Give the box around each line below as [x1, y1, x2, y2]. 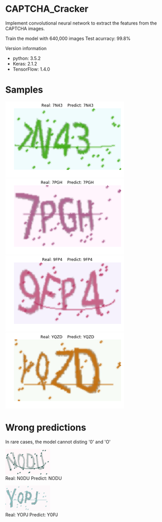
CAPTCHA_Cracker [5, 3, 88, 15]
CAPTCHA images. [5, 25, 45, 31]
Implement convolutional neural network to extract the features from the [5, 20, 157, 26]
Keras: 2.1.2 [12, 60, 37, 67]
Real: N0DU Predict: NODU [5, 475, 62, 481]
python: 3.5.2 [12, 55, 41, 61]
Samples [5, 84, 43, 96]
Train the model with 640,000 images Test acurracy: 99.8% [5, 35, 131, 41]
